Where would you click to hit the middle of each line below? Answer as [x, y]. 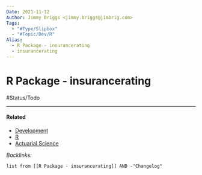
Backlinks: [19, 155]
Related [16, 117]
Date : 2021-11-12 [28, 12]
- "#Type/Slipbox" [35, 29]
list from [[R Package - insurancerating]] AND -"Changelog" [84, 166]
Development [32, 130]
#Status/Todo [23, 98]
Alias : [14, 40]
